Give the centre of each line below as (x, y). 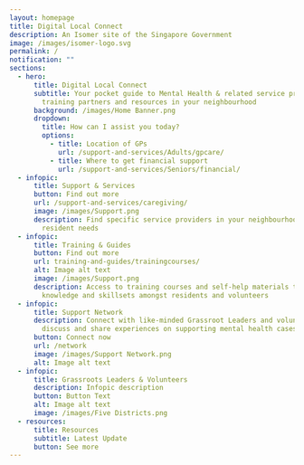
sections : (28, 69)
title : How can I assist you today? (111, 128)
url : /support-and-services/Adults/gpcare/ (141, 152)
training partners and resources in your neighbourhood (149, 102)
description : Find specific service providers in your (139, 219)
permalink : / (34, 52)
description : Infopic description (99, 388)
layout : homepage (42, 18)
